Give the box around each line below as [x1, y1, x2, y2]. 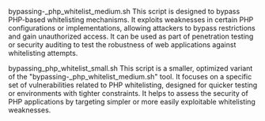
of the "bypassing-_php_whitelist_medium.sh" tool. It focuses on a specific [8, 72, 252, 81]
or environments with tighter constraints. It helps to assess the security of [8, 89, 249, 97]
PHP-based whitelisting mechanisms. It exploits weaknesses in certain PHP [8, 15, 254, 24]
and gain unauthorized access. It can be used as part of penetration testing [8, 31, 254, 41]
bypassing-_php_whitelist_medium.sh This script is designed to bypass [8, 7, 240, 16]
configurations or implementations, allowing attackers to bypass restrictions [8, 24, 256, 32]
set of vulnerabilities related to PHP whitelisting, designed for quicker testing [8, 80, 258, 90]
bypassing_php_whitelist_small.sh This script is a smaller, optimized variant [8, 64, 253, 73]
